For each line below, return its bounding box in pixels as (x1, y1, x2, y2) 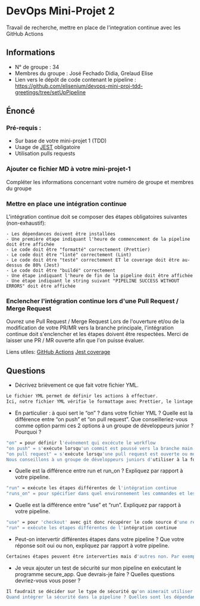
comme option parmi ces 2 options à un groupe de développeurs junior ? (14, 422, 194, 429)
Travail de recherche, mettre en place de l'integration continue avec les (6, 24, 181, 31)
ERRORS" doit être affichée (6, 283, 76, 290)
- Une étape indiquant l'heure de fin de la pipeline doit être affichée (6, 273, 193, 279)
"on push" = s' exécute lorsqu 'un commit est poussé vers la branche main (6, 445, 193, 451)
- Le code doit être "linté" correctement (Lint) (6, 252, 132, 258)
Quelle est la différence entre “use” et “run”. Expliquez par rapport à (14, 502, 182, 509)
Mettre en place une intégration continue (6, 200, 127, 208)
